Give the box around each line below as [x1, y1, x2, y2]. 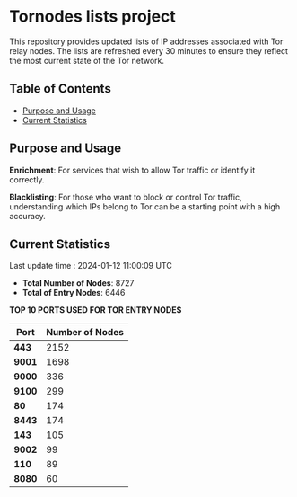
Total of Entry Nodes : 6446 [22, 288, 126, 298]
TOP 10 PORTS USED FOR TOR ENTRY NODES [9, 305, 182, 315]
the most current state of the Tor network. [9, 55, 164, 66]
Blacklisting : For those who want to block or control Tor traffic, [9, 191, 242, 202]
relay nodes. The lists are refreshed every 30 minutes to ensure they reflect [9, 45, 289, 56]
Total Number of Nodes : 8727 [22, 278, 135, 288]
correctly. [9, 173, 45, 185]
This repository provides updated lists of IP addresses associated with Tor [9, 36, 284, 47]
